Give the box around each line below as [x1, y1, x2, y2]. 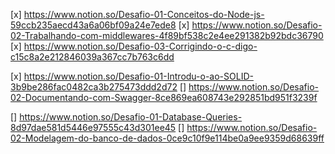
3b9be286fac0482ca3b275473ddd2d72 [10, 81, 178, 93]
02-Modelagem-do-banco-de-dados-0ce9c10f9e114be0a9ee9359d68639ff [10, 132, 325, 144]
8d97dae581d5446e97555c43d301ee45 [10, 122, 177, 133]
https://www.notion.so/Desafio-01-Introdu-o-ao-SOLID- [23, 70, 254, 82]
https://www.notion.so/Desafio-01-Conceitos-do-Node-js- [23, 9, 265, 20]
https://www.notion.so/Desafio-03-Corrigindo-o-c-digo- [23, 40, 258, 52]
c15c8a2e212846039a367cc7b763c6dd [10, 51, 175, 63]
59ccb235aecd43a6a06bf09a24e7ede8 [10, 19, 177, 31]
